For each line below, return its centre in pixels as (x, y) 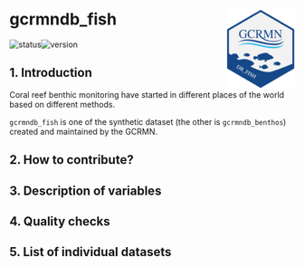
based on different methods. (62, 104)
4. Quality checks (60, 221)
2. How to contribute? (71, 160)
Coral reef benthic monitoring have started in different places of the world (147, 94)
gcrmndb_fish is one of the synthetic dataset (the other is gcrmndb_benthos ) (148, 121)
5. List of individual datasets (90, 252)
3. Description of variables (85, 190)
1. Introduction (51, 73)
